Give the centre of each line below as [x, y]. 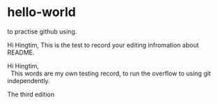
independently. [29, 80]
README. [21, 52]
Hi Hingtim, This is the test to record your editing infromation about [103, 45]
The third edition [31, 94]
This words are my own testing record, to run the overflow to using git [110, 73]
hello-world [42, 12]
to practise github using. [42, 31]
